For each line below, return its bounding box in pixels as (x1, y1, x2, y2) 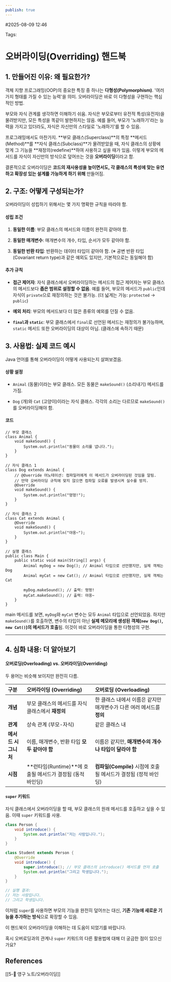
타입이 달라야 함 (101, 746, 137, 753)
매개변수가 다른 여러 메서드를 (95, 704, 160, 711)
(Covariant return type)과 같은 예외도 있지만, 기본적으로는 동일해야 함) (12, 254, 154, 260)
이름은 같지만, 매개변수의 (95, 738, 151, 745)
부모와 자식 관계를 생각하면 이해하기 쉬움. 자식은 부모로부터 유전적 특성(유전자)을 (5, 111, 165, 117)
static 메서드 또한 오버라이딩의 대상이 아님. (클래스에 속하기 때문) (12, 325, 144, 331)
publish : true (5, 7, 36, 13)
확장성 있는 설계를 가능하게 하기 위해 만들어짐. (14, 170, 105, 176)
